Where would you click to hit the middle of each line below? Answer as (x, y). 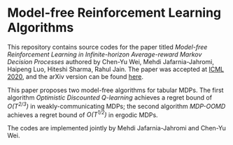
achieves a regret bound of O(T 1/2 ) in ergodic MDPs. (83, 114)
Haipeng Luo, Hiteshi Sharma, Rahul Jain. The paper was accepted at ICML (116, 69)
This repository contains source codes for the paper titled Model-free (107, 47)
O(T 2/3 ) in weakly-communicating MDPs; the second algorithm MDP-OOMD (116, 105)
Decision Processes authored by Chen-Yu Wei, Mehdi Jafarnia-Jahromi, (111, 61)
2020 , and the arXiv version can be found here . (76, 76)
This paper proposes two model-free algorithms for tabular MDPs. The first (115, 90)
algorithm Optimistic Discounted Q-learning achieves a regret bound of (110, 97)
